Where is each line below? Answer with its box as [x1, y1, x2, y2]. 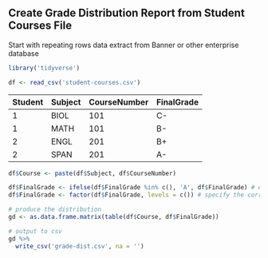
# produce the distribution [8, 205, 102, 214]
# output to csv [8, 227, 62, 235]
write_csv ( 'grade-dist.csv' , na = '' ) [15, 242, 145, 250]
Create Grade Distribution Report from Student [8, 6, 245, 20]
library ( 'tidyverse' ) [8, 64, 81, 72]
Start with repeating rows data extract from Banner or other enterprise [8, 40, 239, 50]
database [8, 48, 40, 58]
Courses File [8, 19, 73, 33]
